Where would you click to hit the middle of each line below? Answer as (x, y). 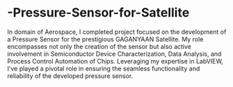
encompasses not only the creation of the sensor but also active (99, 46)
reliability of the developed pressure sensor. (70, 76)
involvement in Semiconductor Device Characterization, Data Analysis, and (114, 54)
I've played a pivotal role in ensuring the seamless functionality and (104, 68)
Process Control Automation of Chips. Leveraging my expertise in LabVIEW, (115, 61)
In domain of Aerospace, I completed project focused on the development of (117, 32)
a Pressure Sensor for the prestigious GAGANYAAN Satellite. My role (105, 39)
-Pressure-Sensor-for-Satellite (98, 13)
